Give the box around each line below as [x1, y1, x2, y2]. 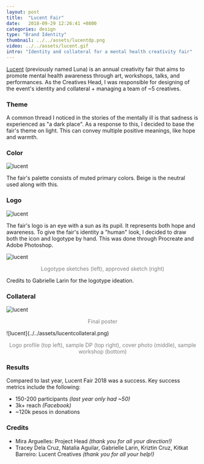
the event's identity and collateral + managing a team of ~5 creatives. [6, 85, 181, 92]
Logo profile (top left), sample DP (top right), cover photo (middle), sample [9, 341, 197, 349]
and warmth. [6, 134, 38, 141]
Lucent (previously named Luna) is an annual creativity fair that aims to [6, 65, 185, 73]
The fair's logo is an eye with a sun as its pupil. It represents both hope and [6, 222, 195, 229]
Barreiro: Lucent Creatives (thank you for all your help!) [15, 450, 155, 458]
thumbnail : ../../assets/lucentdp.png [6, 37, 105, 43]
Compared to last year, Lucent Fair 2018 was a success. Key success [6, 377, 180, 385]
